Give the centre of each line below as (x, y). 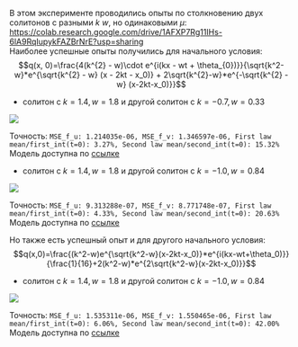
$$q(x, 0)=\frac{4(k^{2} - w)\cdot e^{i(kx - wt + (107, 65)
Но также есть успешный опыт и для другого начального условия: (137, 240)
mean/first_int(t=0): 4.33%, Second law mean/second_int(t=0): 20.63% (144, 214)
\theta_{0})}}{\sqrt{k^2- (240, 65)
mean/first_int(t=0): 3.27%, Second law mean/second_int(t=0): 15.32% (144, 145)
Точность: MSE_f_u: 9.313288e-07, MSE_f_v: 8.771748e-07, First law (140, 205)
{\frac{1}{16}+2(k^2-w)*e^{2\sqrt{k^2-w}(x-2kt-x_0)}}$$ (151, 263)
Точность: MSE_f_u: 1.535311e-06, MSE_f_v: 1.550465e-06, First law (140, 315)
